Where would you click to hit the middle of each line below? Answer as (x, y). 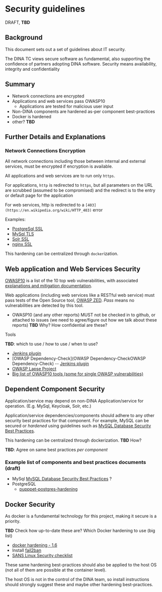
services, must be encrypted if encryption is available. (59, 166)
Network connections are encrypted (48, 96)
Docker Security (30, 504)
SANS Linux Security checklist (42, 555)
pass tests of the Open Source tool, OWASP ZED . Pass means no (70, 300)
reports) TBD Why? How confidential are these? (59, 325)
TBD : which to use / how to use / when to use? (52, 344)
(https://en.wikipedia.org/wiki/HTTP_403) (48, 210)
